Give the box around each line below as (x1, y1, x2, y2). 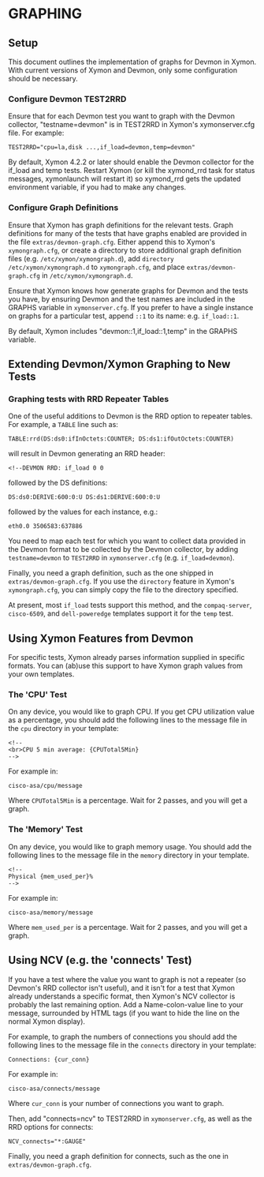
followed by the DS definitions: (8, 478, 108, 488)
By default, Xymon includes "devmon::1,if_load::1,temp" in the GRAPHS (8, 326, 238, 335)
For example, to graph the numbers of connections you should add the (8, 1032, 238, 1041)
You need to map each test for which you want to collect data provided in (8, 536, 246, 545)
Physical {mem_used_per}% (8, 872, 93, 880)
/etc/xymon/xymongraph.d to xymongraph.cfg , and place (8, 262, 185, 272)
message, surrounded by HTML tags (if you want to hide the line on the (8, 1008, 240, 1018)
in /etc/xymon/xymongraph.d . (42, 270, 133, 280)
